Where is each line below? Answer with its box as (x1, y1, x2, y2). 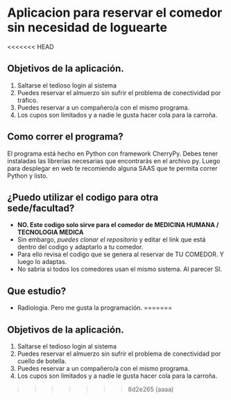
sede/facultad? (7, 202, 75, 214)
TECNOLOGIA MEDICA (17, 228, 84, 237)
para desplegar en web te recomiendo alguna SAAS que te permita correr (7, 164, 218, 172)
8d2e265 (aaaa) (128, 385, 174, 393)
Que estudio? (7, 285, 67, 297)
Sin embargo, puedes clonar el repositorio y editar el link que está (17, 235, 206, 244)
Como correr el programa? (7, 131, 123, 143)
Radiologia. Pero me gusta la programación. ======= (17, 303, 172, 312)
